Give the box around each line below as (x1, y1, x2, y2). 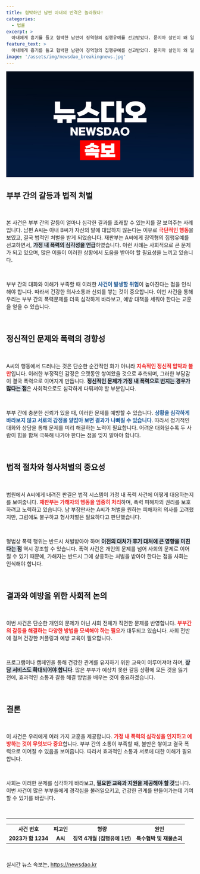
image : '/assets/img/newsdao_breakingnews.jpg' (6, 54, 127, 60)
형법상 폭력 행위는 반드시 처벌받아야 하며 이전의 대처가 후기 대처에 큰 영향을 (6, 537, 180, 545)
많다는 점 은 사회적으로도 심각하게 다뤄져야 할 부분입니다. (6, 384, 137, 392)
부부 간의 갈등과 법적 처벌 (6, 190, 93, 200)
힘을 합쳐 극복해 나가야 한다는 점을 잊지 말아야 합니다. (17, 431, 141, 439)
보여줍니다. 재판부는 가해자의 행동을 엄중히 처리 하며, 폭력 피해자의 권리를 (12, 498, 180, 505)
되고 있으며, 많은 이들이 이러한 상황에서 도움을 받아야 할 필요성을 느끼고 (12, 249, 177, 256)
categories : (6, 16, 36, 22)
